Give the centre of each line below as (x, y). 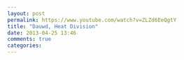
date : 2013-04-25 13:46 (42, 33)
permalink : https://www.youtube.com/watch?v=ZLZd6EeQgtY (92, 20)
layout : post (26, 13)
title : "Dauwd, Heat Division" (53, 26)
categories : (24, 46)
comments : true (29, 39)
